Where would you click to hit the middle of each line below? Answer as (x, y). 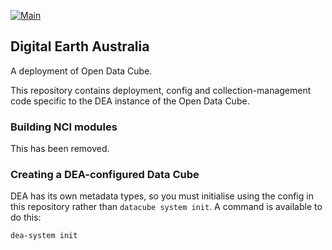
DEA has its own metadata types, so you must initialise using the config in (162, 196)
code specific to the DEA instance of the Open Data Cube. (130, 101)
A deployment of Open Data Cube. (81, 71)
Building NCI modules (64, 127)
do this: (26, 217)
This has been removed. (60, 149)
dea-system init (44, 236)
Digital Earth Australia (80, 46)
